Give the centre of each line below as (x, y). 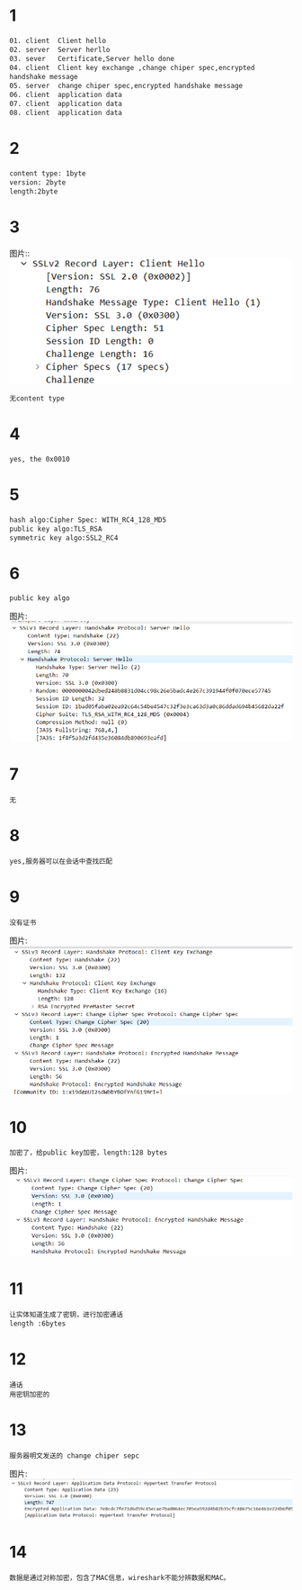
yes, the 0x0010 (40, 459)
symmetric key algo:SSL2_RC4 (64, 538)
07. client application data (66, 103)
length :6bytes (38, 1324)
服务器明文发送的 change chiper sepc (75, 1455)
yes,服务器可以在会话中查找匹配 (61, 862)
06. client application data (66, 94)
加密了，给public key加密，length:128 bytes (89, 1153)
